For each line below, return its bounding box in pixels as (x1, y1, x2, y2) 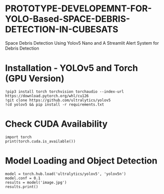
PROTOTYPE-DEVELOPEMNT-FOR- (5, 3, 152, 14)
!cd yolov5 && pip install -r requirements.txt (5, 102, 105, 107)
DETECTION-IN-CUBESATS (5, 24, 119, 35)
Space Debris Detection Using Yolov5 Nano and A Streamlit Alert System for (5, 40, 159, 46)
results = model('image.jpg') (5, 180, 67, 185)
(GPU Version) (5, 73, 65, 84)
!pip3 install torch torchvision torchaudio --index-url (5, 89, 124, 94)
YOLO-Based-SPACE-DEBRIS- (5, 13, 130, 25)
